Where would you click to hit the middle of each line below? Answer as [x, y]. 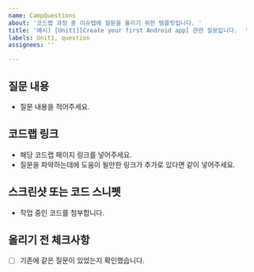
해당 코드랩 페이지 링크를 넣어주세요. [76, 155]
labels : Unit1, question [49, 38]
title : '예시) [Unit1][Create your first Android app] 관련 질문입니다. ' [129, 30]
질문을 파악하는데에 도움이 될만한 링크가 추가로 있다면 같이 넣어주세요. [127, 164]
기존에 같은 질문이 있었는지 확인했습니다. [82, 261]
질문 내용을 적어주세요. [55, 106]
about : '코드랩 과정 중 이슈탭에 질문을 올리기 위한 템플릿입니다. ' [105, 23]
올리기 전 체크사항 [49, 240]
